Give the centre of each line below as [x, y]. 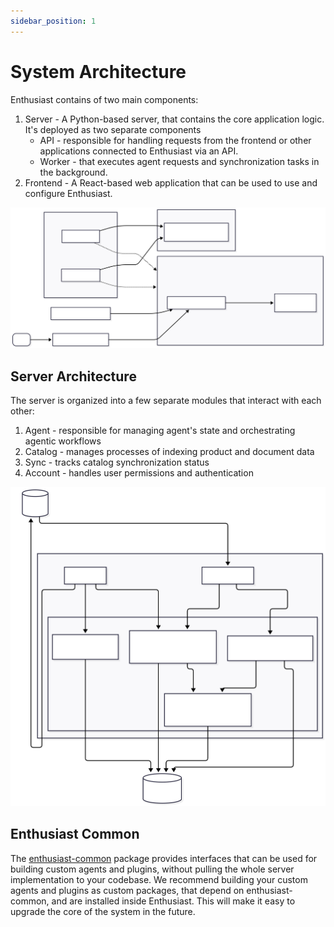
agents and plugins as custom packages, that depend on [127, 890]
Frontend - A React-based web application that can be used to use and [171, 182]
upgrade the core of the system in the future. [103, 911]
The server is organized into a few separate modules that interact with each [166, 401]
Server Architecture [73, 376]
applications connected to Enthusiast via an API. [139, 151]
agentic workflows [63, 441]
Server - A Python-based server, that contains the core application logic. [174, 119]
